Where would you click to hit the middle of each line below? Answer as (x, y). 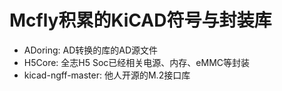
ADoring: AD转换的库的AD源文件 (91, 50)
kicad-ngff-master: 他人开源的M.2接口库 (107, 75)
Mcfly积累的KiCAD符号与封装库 (140, 20)
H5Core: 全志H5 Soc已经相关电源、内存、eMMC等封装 (137, 62)
